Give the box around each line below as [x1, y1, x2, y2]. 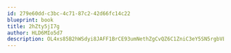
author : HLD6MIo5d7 [7, 29, 63, 36]
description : [7, 36, 45, 43]
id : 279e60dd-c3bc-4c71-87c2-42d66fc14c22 [7, 10, 131, 17]
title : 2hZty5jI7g [7, 23, 60, 30]
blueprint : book [7, 17, 54, 23]
